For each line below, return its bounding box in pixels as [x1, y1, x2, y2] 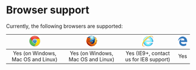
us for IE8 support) [125, 56, 171, 62]
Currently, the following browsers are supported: [6, 23, 123, 30]
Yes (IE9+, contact [125, 50, 170, 57]
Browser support [6, 3, 90, 17]
